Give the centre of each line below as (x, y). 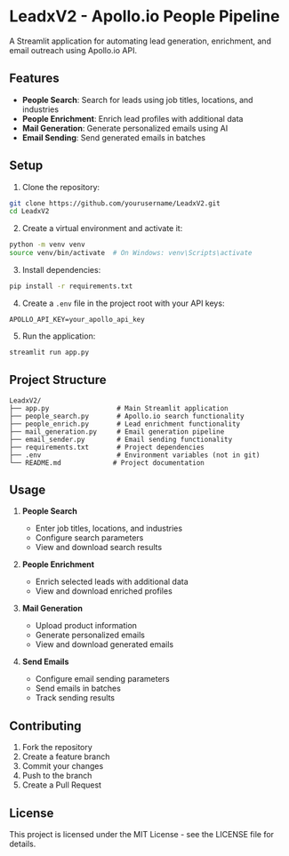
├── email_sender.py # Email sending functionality (121, 439)
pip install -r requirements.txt (71, 286)
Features (34, 79)
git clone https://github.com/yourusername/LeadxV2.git (115, 203)
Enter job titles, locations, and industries (109, 528)
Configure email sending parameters (103, 679)
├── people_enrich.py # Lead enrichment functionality (125, 424)
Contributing (45, 726)
